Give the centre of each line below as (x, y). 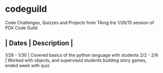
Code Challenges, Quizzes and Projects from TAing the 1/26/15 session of (80, 23)
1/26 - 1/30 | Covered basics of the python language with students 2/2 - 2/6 (82, 55)
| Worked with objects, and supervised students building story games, (76, 60)
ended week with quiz (27, 65)
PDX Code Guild (21, 27)
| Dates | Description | (39, 43)
